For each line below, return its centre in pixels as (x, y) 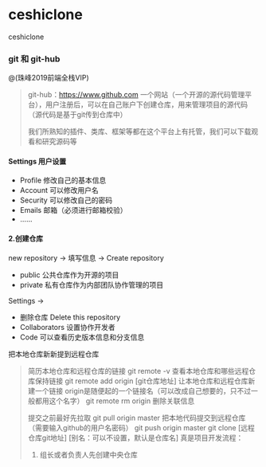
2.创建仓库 (26, 239)
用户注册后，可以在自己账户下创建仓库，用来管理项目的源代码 (147, 104)
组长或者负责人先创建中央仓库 (88, 454)
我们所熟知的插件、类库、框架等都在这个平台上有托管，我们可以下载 (139, 131)
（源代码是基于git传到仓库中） (77, 115)
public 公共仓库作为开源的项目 (69, 275)
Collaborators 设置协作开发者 (67, 327)
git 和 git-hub (34, 59)
